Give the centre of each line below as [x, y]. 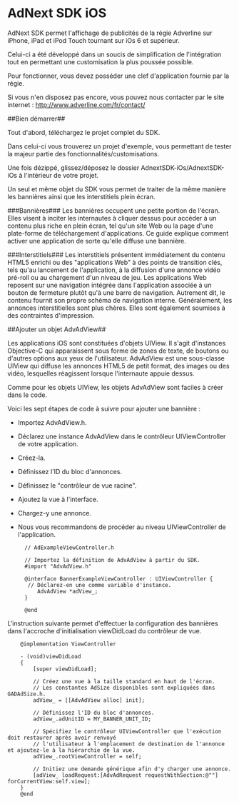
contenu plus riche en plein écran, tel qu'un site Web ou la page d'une [111, 226]
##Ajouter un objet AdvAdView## [57, 329]
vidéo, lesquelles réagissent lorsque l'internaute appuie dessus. [101, 373]
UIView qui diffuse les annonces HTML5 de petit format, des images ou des [118, 366]
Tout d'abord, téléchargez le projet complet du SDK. [84, 132]
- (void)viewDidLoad [51, 656]
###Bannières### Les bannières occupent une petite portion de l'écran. [114, 210]
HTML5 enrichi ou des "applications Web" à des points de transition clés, [115, 262]
